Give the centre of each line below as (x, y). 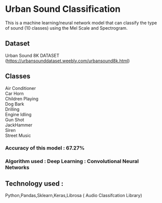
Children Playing (22, 99)
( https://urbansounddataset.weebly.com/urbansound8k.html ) (67, 61)
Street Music (18, 135)
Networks (17, 167)
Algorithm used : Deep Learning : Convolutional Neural (72, 162)
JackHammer (19, 125)
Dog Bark (15, 104)
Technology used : (34, 183)
